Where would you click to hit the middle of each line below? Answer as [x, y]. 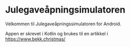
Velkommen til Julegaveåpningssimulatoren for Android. [63, 24]
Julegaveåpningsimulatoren [65, 10]
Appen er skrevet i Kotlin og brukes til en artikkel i [57, 33]
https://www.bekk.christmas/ [35, 39]
